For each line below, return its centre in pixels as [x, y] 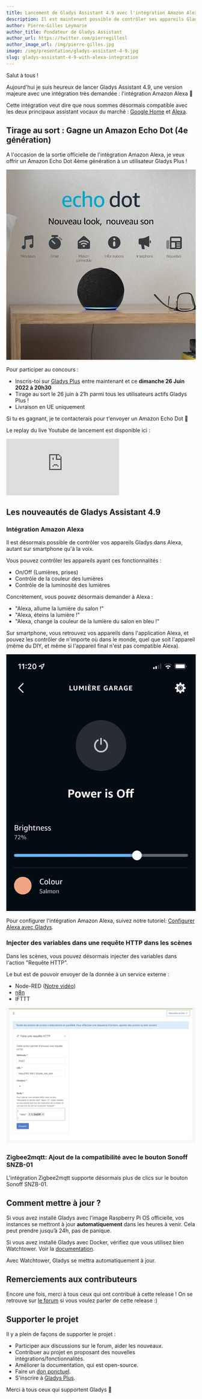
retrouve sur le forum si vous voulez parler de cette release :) [82, 1300]
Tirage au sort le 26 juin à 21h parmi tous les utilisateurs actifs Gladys [101, 394]
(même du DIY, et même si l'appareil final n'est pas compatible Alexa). [93, 646]
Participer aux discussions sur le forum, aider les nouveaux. [89, 1346]
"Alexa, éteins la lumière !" [47, 615]
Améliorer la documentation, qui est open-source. [77, 1365]
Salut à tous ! [23, 75]
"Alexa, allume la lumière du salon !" [59, 609]
